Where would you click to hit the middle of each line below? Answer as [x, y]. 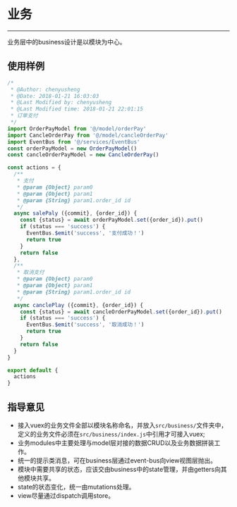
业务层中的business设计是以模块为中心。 [67, 42]
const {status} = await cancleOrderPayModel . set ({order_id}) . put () [121, 312]
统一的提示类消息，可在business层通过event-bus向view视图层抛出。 [117, 460]
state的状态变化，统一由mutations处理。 [76, 487]
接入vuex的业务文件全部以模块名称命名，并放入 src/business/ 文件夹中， [122, 425]
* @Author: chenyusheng [45, 89]
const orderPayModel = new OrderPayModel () [72, 149]
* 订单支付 [24, 116]
